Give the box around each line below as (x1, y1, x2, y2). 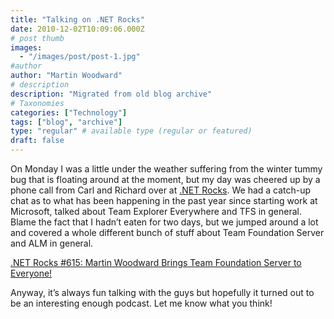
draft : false (10, 136, 65, 146)
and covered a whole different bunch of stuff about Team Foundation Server (10, 227, 325, 238)
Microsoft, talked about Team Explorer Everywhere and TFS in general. (10, 206, 302, 217)
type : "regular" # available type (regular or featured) (10, 126, 253, 136)
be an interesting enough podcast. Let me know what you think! (10, 297, 273, 309)
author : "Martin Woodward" (10, 71, 123, 81)
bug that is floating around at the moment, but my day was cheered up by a (10, 174, 321, 185)
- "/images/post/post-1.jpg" (19, 52, 141, 62)
